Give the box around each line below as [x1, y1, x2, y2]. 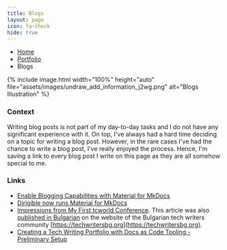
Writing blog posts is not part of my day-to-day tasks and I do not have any [7, 122, 219, 130]
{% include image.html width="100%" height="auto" [7, 76, 155, 84]
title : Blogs [7, 10, 44, 17]
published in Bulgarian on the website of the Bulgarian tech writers [16, 213, 205, 221]
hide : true [7, 29, 38, 36]
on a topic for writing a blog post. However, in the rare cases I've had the [7, 137, 212, 145]
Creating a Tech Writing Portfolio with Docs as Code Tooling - [16, 227, 191, 236]
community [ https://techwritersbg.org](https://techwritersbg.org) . [16, 220, 203, 229]
